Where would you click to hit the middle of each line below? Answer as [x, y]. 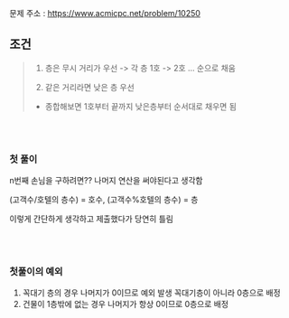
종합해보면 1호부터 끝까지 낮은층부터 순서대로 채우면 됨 [141, 106]
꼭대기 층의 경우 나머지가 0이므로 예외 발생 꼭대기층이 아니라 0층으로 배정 [152, 293]
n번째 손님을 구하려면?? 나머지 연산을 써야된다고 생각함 [106, 181]
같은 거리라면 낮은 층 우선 [90, 87]
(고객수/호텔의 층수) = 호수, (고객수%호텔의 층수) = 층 [104, 200]
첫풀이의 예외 [36, 272]
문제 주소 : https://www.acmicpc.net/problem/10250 [105, 13]
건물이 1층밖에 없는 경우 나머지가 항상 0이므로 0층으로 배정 [125, 304]
